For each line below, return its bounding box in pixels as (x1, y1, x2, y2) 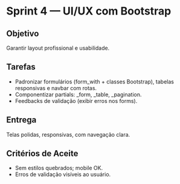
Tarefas (6, 62, 36, 72)
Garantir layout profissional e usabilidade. (6, 44, 110, 51)
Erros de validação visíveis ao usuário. (14, 171, 111, 178)
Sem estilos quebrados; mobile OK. (14, 165, 103, 172)
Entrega (6, 115, 37, 125)
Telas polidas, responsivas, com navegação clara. (6, 131, 130, 138)
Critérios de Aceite (6, 148, 79, 159)
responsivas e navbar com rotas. (14, 84, 97, 91)
